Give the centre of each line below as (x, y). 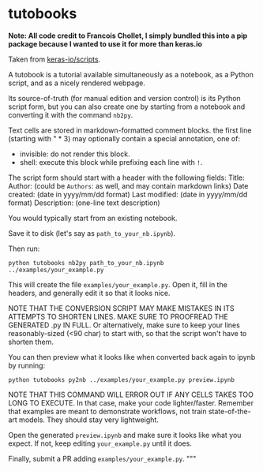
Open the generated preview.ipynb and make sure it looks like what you (125, 435)
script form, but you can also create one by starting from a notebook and (127, 107)
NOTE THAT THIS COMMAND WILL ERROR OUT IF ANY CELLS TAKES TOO (131, 394)
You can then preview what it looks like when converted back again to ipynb (132, 357)
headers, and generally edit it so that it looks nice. (89, 293)
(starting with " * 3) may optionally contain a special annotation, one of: (124, 138)
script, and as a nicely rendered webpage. (77, 83)
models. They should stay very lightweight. (89, 420)
